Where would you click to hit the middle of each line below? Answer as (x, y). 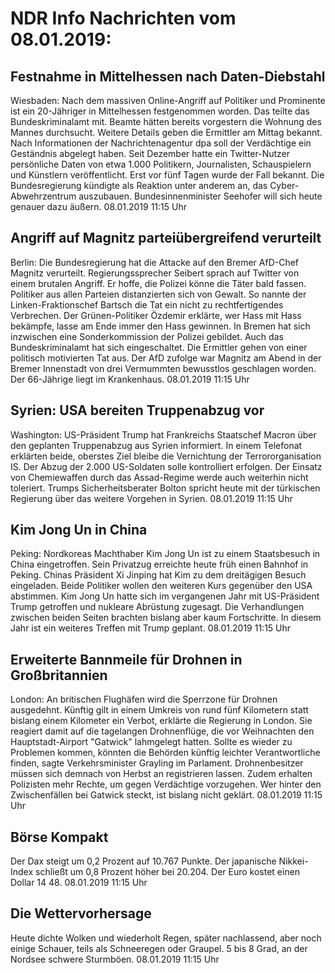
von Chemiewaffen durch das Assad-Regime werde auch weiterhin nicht (159, 477)
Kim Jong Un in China (79, 530)
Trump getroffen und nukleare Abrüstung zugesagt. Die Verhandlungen (157, 607)
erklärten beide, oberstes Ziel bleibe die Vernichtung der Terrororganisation (166, 456)
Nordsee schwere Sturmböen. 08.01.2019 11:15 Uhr (115, 959)
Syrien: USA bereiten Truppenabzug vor (137, 410)
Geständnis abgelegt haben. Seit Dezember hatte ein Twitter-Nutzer (150, 153)
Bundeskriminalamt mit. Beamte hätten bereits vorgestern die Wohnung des (166, 121)
